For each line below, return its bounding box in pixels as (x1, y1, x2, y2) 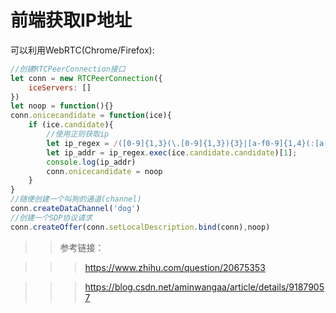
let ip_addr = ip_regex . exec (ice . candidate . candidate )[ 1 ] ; (46, 147, 298, 158)
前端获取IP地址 (10, 9, 133, 32)
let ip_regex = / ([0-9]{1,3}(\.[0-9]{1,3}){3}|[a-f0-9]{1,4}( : (46, 138, 315, 148)
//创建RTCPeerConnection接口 (10, 64, 126, 74)
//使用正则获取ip (46, 129, 110, 140)
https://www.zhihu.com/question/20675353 (84, 261, 266, 273)
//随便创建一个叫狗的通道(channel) (10, 194, 142, 205)
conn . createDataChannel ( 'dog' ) (10, 204, 141, 214)
